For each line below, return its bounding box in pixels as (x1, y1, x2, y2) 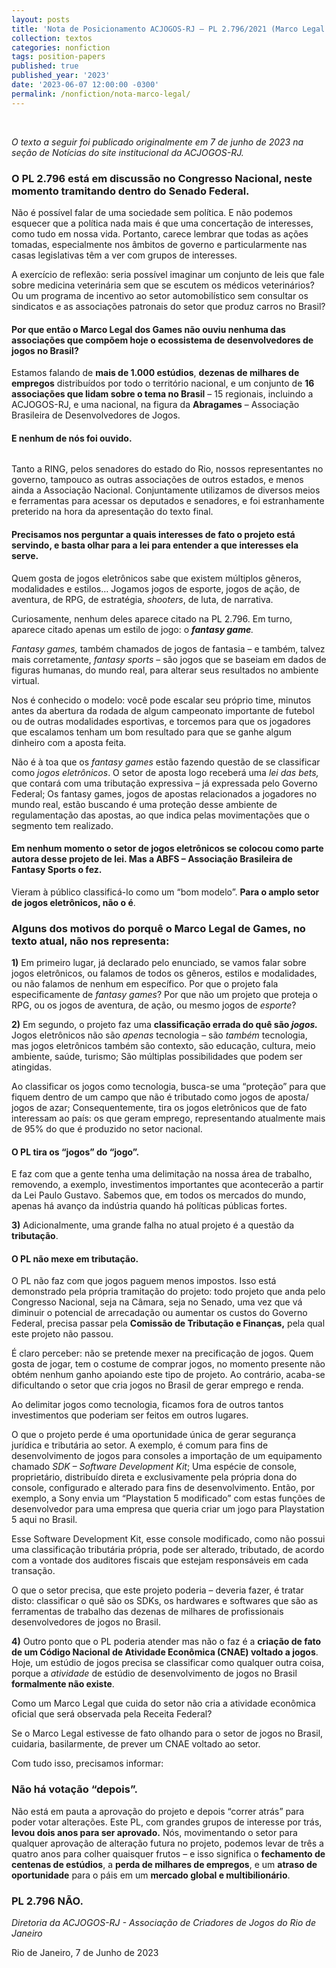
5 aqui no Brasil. (11, 1514, 78, 1526)
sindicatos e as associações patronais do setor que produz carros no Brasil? (11, 300, 326, 312)
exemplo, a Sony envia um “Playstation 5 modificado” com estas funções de (11, 1492, 326, 1505)
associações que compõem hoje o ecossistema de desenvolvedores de (11, 334, 314, 346)
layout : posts (11, 14, 71, 25)
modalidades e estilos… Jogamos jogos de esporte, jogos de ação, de (11, 582, 301, 595)
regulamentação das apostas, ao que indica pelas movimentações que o (11, 809, 310, 821)
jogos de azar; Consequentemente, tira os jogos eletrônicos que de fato (11, 1102, 308, 1114)
